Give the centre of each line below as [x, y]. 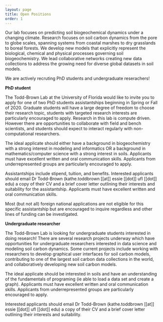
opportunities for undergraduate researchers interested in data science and [81, 244]
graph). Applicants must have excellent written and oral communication [77, 284]
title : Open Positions [28, 14]
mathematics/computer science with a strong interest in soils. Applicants [78, 154]
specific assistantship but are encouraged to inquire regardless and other [79, 209]
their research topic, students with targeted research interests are [71, 113]
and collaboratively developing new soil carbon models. [61, 264]
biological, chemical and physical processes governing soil [64, 53]
